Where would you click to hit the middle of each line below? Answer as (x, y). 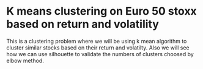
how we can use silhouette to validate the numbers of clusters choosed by (100, 54)
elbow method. (25, 60)
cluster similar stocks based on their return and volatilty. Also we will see (98, 48)
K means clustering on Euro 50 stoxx (102, 11)
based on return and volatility (83, 24)
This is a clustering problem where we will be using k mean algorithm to (97, 41)
